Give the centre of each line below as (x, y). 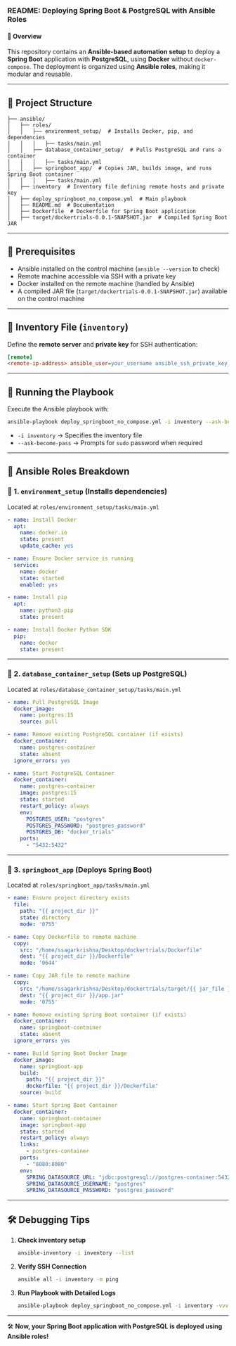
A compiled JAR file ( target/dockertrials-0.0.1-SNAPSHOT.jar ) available (122, 291)
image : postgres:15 (48, 793)
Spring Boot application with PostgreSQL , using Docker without (100, 59)
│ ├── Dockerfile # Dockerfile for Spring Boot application (102, 211)
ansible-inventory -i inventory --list (76, 1253)
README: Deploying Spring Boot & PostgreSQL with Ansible (111, 11)
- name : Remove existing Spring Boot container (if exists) (97, 1015)
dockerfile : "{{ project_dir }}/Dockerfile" (92, 1086)
